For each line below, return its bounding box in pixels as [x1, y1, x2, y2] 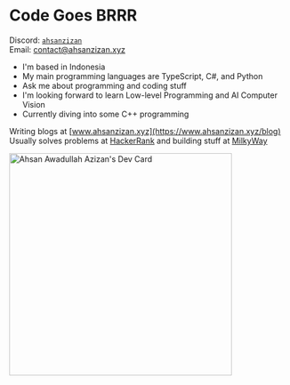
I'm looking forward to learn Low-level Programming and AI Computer [21, 90, 278, 100]
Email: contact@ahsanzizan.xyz [9, 44, 126, 54]
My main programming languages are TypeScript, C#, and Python [21, 70, 263, 81]
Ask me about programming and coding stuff [21, 80, 187, 91]
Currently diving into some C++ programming [21, 108, 189, 119]
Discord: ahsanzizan [9, 35, 83, 45]
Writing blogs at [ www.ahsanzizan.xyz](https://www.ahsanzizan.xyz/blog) [9, 125, 282, 136]
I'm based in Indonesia [21, 61, 106, 72]
